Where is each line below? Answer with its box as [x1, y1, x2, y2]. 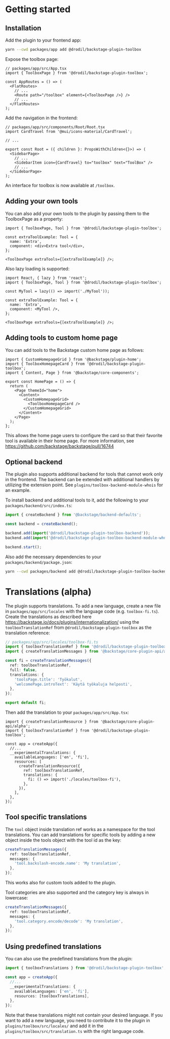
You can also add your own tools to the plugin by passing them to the [5, 210, 150, 217]
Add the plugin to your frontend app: [5, 37, 81, 43]
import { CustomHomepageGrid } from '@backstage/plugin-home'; [5, 356, 142, 362]
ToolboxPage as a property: [5, 216, 63, 222]
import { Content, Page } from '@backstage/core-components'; [5, 370, 139, 375]
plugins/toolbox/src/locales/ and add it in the [5, 1023, 104, 1029]
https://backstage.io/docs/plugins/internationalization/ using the [5, 619, 139, 625]
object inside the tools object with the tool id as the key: [5, 837, 121, 843]
